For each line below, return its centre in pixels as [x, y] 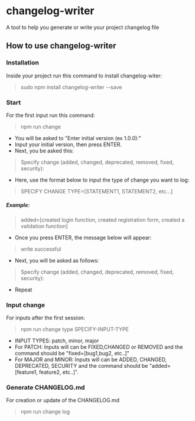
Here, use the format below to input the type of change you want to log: [102, 180]
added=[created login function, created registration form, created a [103, 219]
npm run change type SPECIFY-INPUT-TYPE [74, 329]
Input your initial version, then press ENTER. [68, 144]
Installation [23, 63]
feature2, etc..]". [59, 372]
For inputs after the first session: [46, 318]
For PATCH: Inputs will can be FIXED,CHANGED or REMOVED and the [99, 347]
